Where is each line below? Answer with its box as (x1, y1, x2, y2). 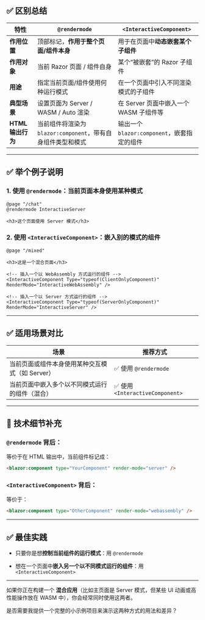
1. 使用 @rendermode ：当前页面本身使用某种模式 (6, 187, 143, 195)
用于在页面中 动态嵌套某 (118, 37, 185, 46)
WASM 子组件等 (118, 108, 164, 116)
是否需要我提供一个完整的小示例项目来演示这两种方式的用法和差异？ (6, 607, 178, 615)
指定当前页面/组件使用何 (37, 78, 107, 87)
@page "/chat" (6, 201, 43, 207)
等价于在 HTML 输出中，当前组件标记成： (6, 453, 110, 460)
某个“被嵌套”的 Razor (118, 57, 179, 66)
